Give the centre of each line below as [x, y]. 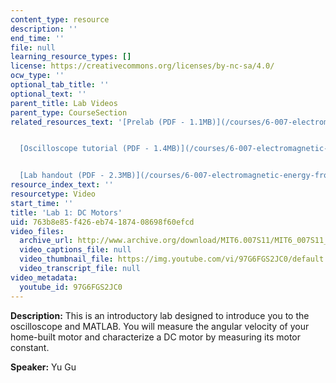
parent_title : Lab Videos [64, 103]
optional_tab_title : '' [60, 85]
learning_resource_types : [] [71, 57]
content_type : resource [60, 19]
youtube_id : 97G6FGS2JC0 [71, 287]
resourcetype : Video [53, 194]
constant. [30, 347]
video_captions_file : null [75, 250]
